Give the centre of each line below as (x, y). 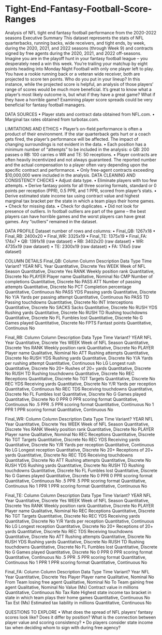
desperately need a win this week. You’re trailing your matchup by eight (76, 64)
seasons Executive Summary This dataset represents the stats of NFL (74, 38)
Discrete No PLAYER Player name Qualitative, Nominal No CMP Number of (79, 276)
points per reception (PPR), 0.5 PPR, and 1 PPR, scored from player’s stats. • (81, 191)
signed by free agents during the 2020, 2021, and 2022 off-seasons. (73, 53)
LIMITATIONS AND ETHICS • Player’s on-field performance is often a (74, 129)
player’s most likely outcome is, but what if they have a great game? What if (80, 94)
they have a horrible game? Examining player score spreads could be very (79, 99)
